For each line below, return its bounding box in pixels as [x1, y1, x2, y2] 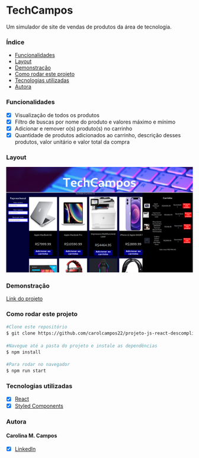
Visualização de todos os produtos [14, 111, 99, 119]
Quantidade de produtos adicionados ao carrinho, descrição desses [14, 131, 181, 138]
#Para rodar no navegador [6, 362, 70, 368]
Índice [6, 38, 25, 46]
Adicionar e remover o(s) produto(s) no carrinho [14, 125, 133, 132]
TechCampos [6, 4, 73, 17]
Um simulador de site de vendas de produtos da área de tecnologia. [6, 23, 172, 30]
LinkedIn [14, 445, 36, 452]
